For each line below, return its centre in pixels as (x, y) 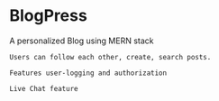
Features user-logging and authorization (88, 73)
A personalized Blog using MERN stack (82, 41)
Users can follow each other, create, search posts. (110, 57)
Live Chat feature (44, 88)
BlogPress (48, 16)
